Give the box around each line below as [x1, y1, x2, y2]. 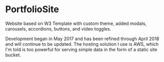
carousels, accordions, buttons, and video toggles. [5, 25, 112, 32]
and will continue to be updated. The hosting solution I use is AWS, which [5, 41, 159, 47]
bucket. [5, 52, 21, 58]
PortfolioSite [5, 4, 59, 15]
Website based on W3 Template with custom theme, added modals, [5, 20, 147, 26]
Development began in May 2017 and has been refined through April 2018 [5, 36, 159, 42]
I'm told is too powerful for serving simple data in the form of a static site [5, 46, 157, 52]
